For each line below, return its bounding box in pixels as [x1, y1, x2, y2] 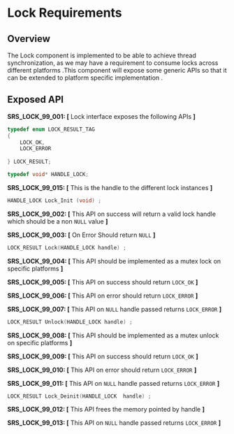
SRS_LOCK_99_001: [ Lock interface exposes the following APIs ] [7, 112, 196, 120]
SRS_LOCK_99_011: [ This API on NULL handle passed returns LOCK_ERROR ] [7, 379, 220, 387]
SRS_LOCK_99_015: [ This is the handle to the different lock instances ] [7, 183, 213, 191]
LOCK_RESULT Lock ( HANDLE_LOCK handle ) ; [7, 244, 127, 251]
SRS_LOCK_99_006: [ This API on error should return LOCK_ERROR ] [7, 291, 198, 300]
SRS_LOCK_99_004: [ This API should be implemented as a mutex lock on [7, 256, 221, 265]
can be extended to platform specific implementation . [7, 73, 163, 82]
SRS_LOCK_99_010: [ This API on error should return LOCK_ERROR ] [7, 366, 197, 374]
